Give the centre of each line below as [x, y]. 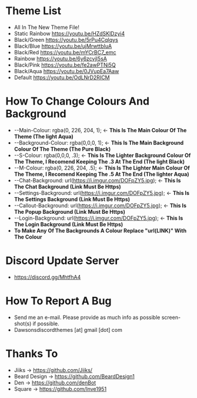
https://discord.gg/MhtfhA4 [47, 277]
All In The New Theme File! [47, 27]
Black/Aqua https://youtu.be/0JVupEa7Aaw [66, 71]
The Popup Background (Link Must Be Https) [70, 211]
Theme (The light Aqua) [44, 136]
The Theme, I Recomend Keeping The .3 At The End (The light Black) [99, 161]
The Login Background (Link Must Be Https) [69, 224]
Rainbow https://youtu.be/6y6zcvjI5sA [60, 58]
